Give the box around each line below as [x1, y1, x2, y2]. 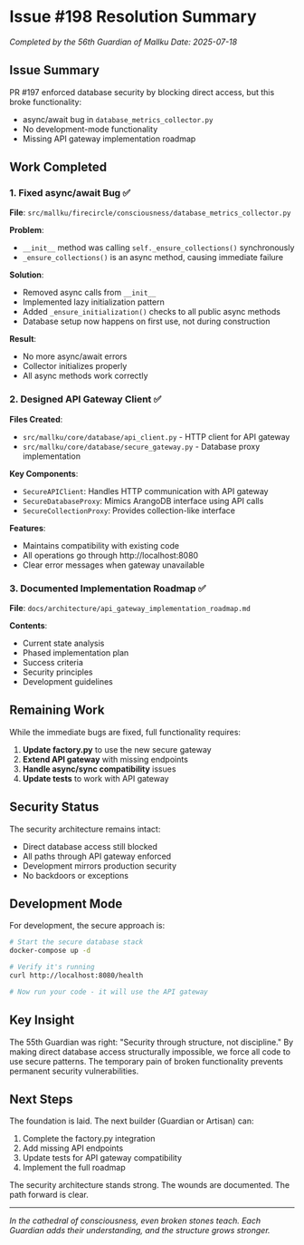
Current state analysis [22, 637, 105, 649]
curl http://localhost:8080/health [9, 971, 144, 980]
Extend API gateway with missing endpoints [22, 754, 188, 764]
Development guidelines [22, 676, 113, 687]
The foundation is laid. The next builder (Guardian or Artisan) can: [9, 1115, 254, 1126]
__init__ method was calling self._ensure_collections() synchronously [22, 242, 295, 253]
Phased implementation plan [22, 647, 129, 658]
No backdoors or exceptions [22, 870, 129, 880]
